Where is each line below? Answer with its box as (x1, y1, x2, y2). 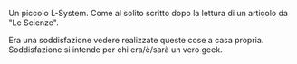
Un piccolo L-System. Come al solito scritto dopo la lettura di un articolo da (8, 8, 289, 18)
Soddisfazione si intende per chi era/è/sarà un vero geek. (8, 44, 223, 55)
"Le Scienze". (8, 17, 60, 28)
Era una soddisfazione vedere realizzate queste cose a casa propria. (8, 35, 264, 45)
